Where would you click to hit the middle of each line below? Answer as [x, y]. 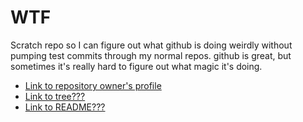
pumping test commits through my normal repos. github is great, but [151, 55]
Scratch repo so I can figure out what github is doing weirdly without [151, 45]
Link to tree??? [55, 96]
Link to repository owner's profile [93, 85]
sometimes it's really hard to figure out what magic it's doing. [136, 66]
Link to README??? [65, 107]
